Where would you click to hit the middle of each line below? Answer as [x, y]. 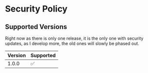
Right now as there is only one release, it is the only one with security [74, 38]
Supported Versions [36, 27]
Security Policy [36, 9]
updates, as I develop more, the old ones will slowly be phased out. [72, 44]
